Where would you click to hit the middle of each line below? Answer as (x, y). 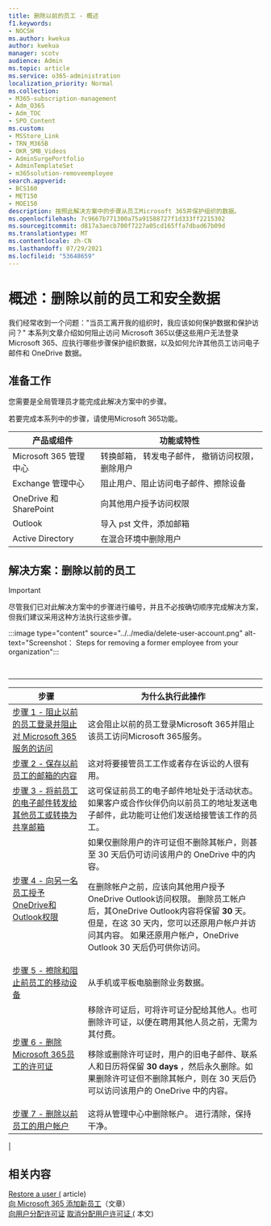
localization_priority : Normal (61, 83)
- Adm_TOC (25, 114)
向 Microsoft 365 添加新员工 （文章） (69, 1203)
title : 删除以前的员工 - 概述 (54, 16)
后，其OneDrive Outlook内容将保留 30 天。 (169, 911)
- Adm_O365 (27, 106)
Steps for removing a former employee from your (157, 643)
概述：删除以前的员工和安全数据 (115, 298)
